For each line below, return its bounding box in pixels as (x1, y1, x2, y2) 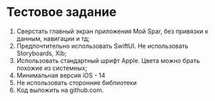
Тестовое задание (6, 4, 117, 20)
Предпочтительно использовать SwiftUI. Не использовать (16, 42, 189, 50)
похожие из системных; (16, 64, 88, 72)
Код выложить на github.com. (16, 86, 104, 94)
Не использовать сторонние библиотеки (16, 78, 138, 86)
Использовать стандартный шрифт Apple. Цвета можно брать (16, 56, 200, 64)
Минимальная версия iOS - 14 (16, 71, 106, 80)
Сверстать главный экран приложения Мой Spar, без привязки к (16, 27, 209, 35)
